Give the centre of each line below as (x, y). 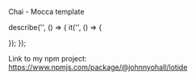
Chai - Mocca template (46, 12)
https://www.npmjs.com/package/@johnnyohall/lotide (98, 67)
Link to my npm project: (48, 59)
